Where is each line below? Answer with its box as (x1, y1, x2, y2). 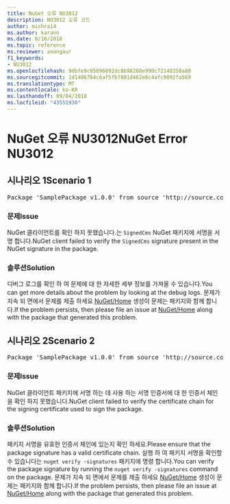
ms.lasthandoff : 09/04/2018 (7, 93, 88, 100)
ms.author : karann (7, 29, 60, 36)
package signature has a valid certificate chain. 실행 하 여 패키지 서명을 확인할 (7, 448, 222, 457)
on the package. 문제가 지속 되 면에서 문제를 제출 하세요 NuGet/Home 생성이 (7, 472, 216, 481)
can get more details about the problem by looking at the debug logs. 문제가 (7, 289, 220, 297)
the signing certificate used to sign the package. (7, 405, 144, 413)
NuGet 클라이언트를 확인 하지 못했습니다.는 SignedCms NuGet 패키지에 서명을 (7, 228, 214, 237)
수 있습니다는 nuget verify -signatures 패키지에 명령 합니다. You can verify (7, 457, 214, 465)
